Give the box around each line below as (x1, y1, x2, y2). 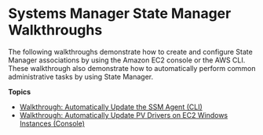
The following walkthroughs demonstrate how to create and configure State (8, 47, 253, 56)
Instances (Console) (19, 119, 85, 128)
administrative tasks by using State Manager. (8, 72, 154, 81)
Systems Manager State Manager (8, 5, 232, 23)
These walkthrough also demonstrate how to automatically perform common (8, 63, 256, 73)
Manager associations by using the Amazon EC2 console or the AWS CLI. (8, 55, 246, 65)
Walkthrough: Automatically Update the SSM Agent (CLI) (19, 102, 203, 112)
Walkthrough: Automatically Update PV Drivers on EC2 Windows (19, 110, 228, 119)
